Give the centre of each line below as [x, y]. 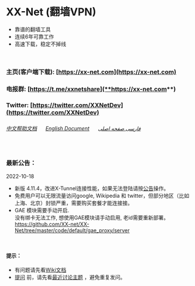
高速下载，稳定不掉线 [40, 44]
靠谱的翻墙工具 [32, 29]
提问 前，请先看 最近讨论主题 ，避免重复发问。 [70, 277]
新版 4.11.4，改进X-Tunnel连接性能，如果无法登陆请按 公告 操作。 [92, 188]
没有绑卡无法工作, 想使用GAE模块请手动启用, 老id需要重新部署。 [91, 218]
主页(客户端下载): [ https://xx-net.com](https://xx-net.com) [91, 72]
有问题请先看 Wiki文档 [40, 270]
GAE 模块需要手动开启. [42, 210]
